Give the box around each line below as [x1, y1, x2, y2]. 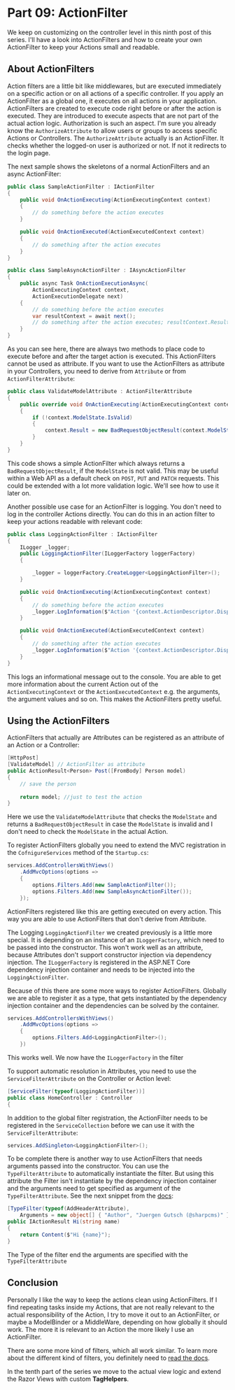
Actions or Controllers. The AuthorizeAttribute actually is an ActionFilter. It [7, 134, 225, 142]
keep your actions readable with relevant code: [7, 517, 143, 525]
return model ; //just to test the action [20, 793, 142, 800]
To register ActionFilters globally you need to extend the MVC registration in [7, 841, 226, 849]
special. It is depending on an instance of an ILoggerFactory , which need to [7, 935, 225, 944]
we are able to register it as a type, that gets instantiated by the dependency [7, 993, 227, 1002]
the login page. [7, 148, 51, 157]
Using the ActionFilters [7, 715, 110, 727]
